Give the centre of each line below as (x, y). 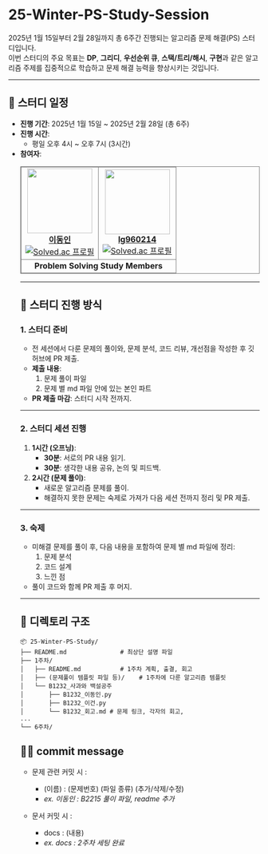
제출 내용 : (47, 368)
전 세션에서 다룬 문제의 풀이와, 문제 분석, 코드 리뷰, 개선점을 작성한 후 (139, 348)
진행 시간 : (35, 133)
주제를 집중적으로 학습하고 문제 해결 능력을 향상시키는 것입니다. (121, 68)
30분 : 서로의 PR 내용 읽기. (85, 458)
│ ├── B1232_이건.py (63, 703)
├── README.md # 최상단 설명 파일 (96, 652)
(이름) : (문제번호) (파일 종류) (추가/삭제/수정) (114, 788)
